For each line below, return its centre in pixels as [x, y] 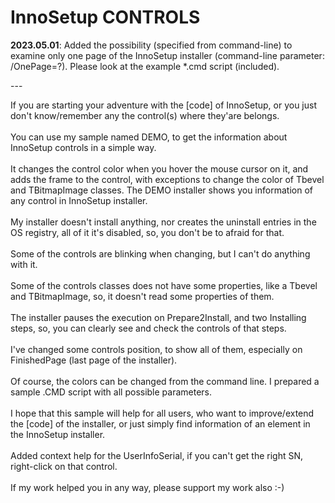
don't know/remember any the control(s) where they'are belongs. [145, 115]
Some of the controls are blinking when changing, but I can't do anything [160, 253]
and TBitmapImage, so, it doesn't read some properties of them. [142, 296]
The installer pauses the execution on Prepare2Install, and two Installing [158, 317]
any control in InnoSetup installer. [79, 200]
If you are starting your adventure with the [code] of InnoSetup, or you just [164, 105]
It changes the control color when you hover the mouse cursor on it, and [159, 168]
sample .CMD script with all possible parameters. [111, 392]
